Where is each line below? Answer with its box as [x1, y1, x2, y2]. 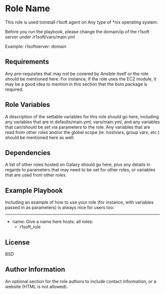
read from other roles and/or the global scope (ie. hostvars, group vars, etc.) [5, 129, 160, 135]
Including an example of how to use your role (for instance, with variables [5, 199, 154, 205]
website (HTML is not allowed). [5, 283, 68, 290]
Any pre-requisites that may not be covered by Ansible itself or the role [5, 71, 149, 77]
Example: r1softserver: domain [5, 43, 66, 49]
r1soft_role [19, 224, 41, 230]
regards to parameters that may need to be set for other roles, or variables [5, 167, 156, 173]
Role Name [5, 3, 50, 14]
